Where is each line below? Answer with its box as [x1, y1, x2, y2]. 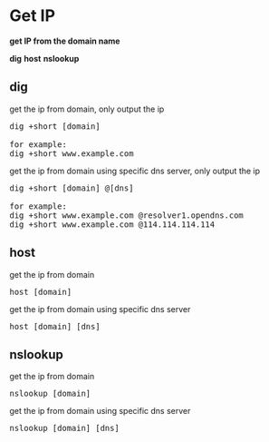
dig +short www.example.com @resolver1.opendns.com [9, 210, 245, 221]
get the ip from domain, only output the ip [9, 103, 165, 114]
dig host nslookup [9, 53, 80, 64]
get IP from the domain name [9, 35, 120, 46]
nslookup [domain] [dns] [9, 423, 120, 434]
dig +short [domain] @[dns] [9, 182, 134, 193]
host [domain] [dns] [9, 321, 101, 331]
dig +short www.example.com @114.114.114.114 [9, 219, 216, 230]
